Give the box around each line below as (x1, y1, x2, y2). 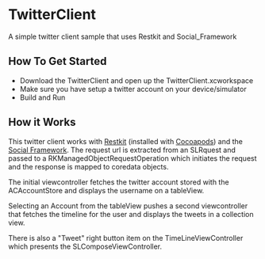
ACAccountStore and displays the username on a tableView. (8, 185, 205, 195)
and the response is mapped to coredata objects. (8, 162, 169, 171)
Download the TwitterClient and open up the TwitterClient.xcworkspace (19, 75, 254, 85)
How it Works (8, 116, 76, 129)
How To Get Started (8, 55, 107, 68)
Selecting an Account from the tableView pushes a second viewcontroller (8, 200, 248, 211)
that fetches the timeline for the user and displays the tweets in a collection (8, 209, 254, 219)
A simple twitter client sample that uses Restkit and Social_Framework (8, 32, 237, 41)
